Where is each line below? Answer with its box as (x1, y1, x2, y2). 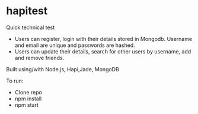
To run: (6, 77, 24, 84)
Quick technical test (6, 24, 55, 31)
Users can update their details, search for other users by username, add (14, 47, 191, 55)
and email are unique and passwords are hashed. (14, 42, 135, 49)
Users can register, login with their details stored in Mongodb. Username (14, 35, 193, 42)
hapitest (6, 4, 48, 18)
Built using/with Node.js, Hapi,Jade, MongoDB (6, 65, 120, 72)
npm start (14, 101, 39, 108)
